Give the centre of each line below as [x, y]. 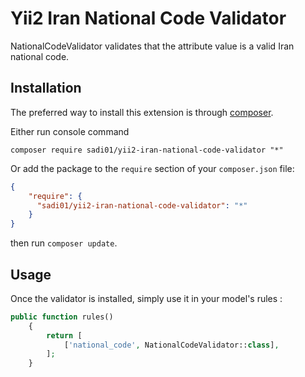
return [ [64, 335]
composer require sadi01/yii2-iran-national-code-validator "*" [147, 150]
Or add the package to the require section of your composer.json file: [152, 168]
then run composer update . [64, 243]
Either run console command [70, 131]
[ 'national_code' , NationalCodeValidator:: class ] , [171, 345]
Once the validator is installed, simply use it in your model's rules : [146, 298]
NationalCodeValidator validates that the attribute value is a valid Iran [152, 46]
